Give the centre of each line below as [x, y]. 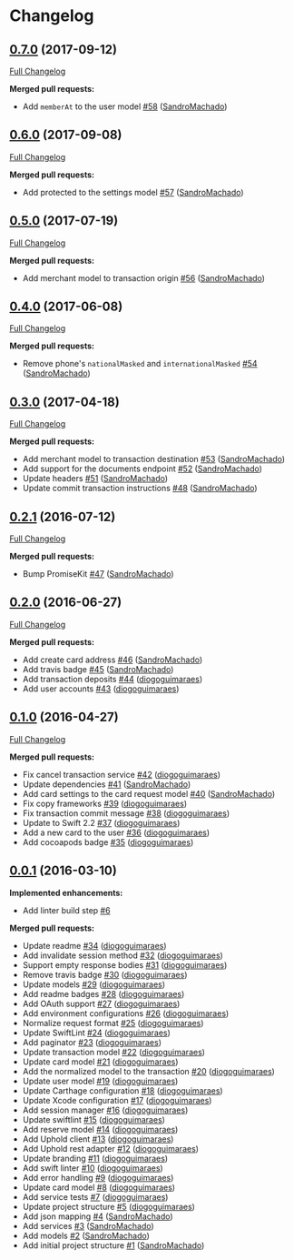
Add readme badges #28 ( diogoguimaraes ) [103, 993]
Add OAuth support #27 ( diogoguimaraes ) [101, 1003]
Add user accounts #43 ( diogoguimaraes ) [101, 689]
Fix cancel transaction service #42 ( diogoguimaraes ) [121, 774]
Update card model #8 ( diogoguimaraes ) [98, 1187]
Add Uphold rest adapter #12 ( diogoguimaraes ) [111, 1148]
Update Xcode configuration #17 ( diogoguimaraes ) [117, 1100]
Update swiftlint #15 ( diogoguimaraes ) [94, 1119]
